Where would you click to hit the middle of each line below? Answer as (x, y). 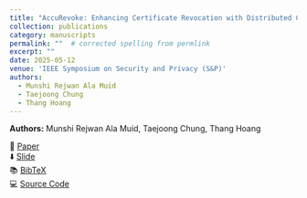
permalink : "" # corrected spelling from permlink (110, 43)
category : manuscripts (53, 35)
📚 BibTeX (28, 171)
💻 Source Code (40, 184)
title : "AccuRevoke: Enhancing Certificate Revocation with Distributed (151, 18)
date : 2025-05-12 (42, 60)
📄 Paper (24, 146)
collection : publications (58, 26)
